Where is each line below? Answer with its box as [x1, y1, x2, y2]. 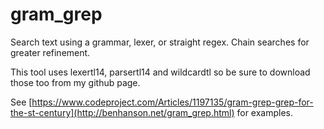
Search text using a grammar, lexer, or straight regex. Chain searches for [10, 36, 310, 48]
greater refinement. [10, 46, 91, 58]
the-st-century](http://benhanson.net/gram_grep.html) [10, 106, 235, 118]
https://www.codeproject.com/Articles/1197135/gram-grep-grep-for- [31, 96, 314, 108]
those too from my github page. [10, 76, 141, 88]
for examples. [236, 106, 294, 118]
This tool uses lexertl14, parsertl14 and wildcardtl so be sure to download [10, 66, 311, 78]
